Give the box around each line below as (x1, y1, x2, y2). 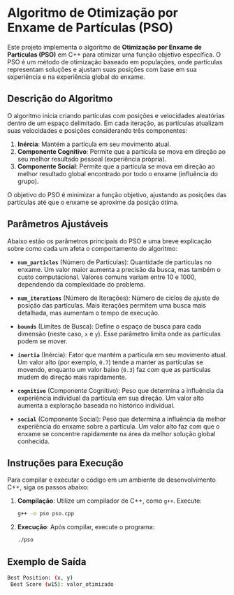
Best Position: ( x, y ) (7, 574, 73, 581)
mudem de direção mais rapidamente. (17, 373, 127, 381)
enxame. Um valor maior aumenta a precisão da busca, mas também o (17, 265, 221, 273)
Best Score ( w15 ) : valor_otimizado (10, 580, 114, 588)
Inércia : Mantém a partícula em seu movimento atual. (17, 140, 171, 148)
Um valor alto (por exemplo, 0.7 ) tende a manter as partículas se (17, 358, 204, 366)
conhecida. (17, 437, 50, 445)
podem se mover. (17, 337, 68, 345)
